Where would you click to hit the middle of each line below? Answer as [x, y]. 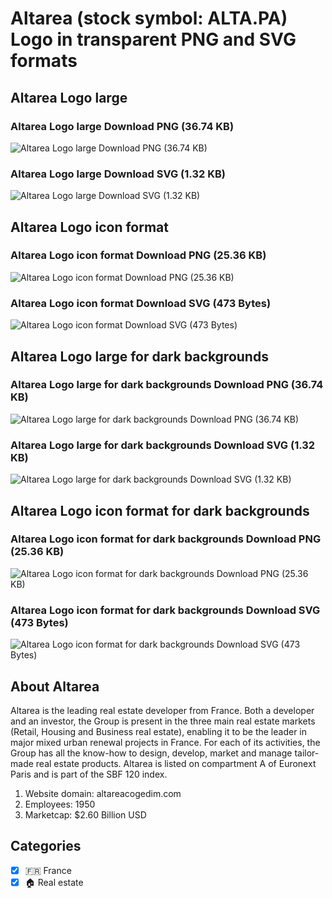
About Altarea [55, 686]
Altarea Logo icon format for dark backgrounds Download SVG [165, 610]
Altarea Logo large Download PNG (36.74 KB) [122, 126]
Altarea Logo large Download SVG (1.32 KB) [118, 174]
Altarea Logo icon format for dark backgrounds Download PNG [166, 539]
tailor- [307, 753]
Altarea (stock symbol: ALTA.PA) [149, 18]
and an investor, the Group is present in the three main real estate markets [163, 721]
